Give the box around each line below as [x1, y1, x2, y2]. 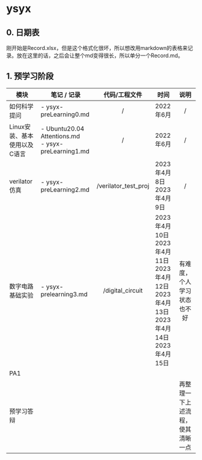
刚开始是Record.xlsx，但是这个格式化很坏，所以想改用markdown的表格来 [6, 45, 188, 51]
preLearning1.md [40, 147, 90, 155]
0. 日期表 [6, 27, 40, 37]
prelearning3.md [40, 290, 88, 298]
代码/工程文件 [103, 90, 142, 99]
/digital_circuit [103, 286, 143, 294]
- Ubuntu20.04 [40, 124, 85, 132]
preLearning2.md [40, 185, 90, 194]
